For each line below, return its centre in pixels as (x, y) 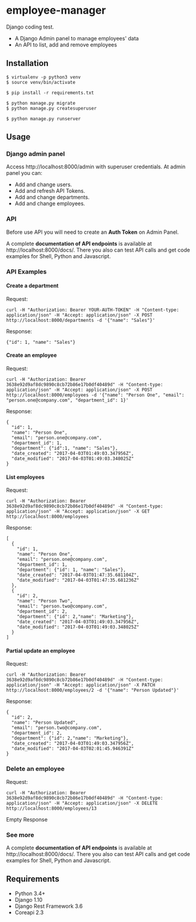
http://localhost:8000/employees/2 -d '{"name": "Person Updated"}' (93, 691)
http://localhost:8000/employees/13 (51, 808)
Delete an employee (35, 769)
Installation (27, 63)
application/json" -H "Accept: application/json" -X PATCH (81, 685)
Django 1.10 (29, 899)
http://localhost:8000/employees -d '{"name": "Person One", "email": (95, 395)
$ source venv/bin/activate (41, 82)
